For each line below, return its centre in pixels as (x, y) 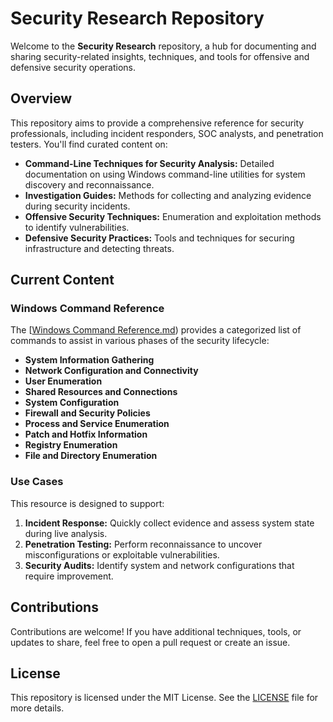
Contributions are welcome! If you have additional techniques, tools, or (156, 631)
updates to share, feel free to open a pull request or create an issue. (150, 642)
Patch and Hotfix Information (86, 434)
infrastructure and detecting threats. (99, 248)
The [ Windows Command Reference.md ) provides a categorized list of (156, 330)
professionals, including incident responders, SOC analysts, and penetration (167, 133)
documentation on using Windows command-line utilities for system (165, 174)
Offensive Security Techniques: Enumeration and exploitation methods (173, 216)
